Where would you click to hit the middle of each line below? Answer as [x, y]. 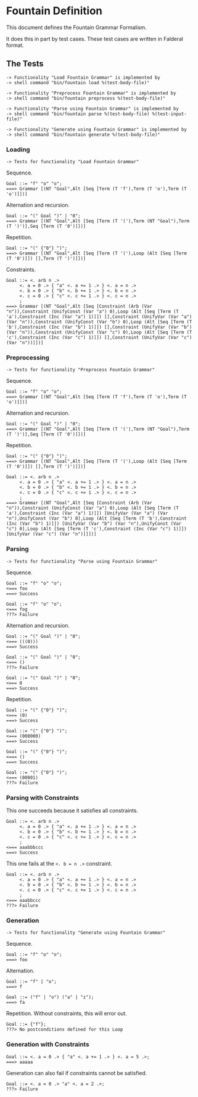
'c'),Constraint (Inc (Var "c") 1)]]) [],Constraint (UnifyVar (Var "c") [99, 338]
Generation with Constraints [48, 1044]
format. [15, 45]
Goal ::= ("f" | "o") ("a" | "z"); [50, 997]
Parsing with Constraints [43, 797]
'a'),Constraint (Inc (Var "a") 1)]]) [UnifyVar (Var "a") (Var [87, 513]
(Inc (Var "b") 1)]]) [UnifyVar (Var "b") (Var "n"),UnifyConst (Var [94, 524]
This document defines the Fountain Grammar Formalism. [76, 27]
